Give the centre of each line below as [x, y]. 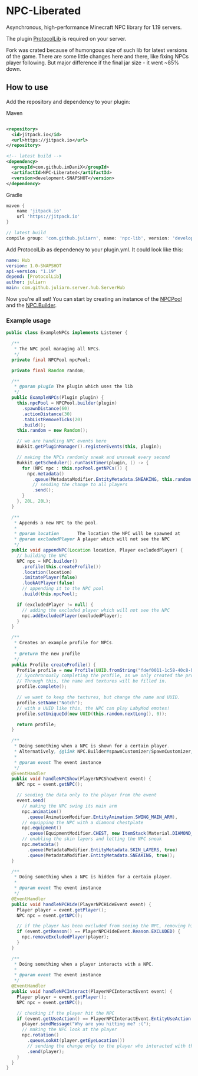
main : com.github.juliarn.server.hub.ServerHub [66, 288]
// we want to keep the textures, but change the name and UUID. [99, 697]
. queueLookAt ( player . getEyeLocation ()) [76, 1041]
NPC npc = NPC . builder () [47, 561]
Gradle [14, 195]
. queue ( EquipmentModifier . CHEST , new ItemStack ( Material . [100, 834]
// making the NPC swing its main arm [69, 806]
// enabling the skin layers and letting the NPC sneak [92, 839]
